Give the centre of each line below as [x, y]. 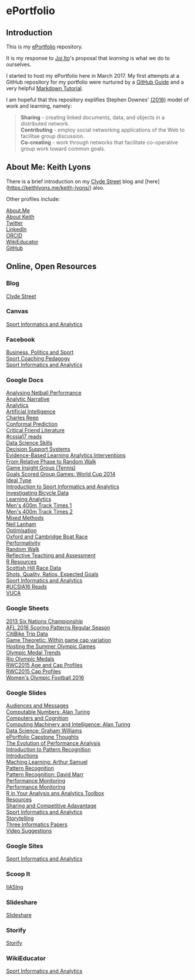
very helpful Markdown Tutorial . [45, 88]
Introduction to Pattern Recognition [48, 749]
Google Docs [25, 380]
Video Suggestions [29, 830]
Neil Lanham [21, 524]
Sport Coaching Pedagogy [38, 359]
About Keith [20, 217]
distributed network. [45, 124]
